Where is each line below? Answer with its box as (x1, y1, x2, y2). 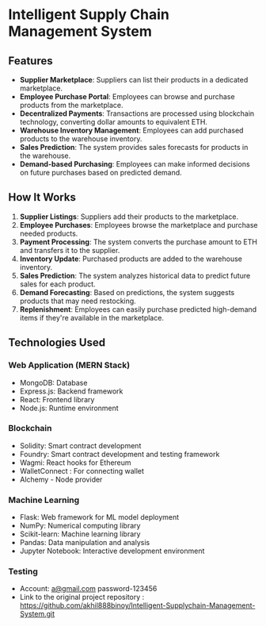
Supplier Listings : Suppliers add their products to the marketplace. (19, 212, 239, 221)
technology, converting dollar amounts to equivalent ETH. (19, 117, 208, 126)
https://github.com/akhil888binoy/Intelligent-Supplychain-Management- (19, 601, 256, 610)
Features (8, 54, 53, 67)
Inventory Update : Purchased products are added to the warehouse (19, 254, 243, 263)
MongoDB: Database (19, 378, 88, 387)
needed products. (19, 229, 78, 238)
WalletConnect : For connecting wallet (19, 466, 145, 475)
